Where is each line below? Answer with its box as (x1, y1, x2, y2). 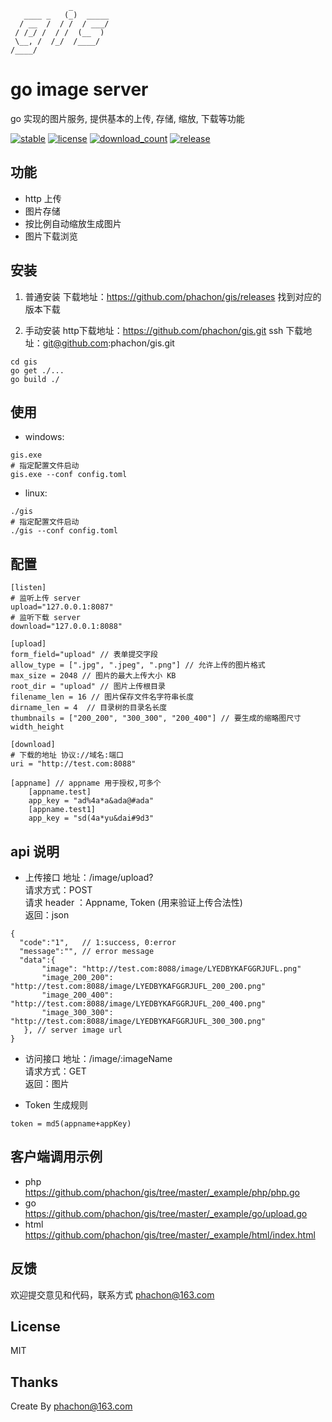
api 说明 (10, 843, 60, 860)
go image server (10, 78, 149, 101)
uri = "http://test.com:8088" (10, 759, 137, 769)
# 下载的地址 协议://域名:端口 (10, 750, 124, 761)
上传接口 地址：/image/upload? (24, 872, 154, 883)
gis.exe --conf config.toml (10, 470, 128, 480)
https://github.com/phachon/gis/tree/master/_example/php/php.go (24, 1186, 300, 1198)
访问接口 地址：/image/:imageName (24, 1053, 173, 1064)
